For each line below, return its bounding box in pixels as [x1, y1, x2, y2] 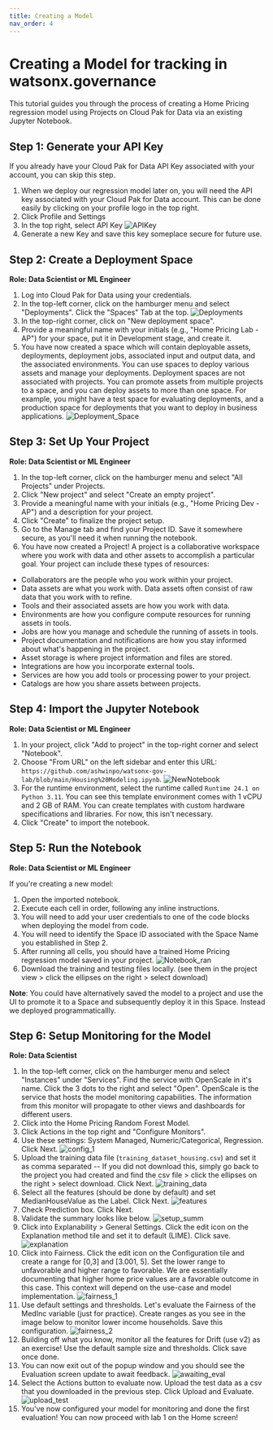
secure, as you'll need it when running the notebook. [20, 533, 197, 543]
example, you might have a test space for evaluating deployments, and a [20, 394, 264, 404]
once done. [20, 1352, 59, 1362]
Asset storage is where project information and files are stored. [20, 653, 232, 662]
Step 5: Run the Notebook [9, 841, 142, 856]
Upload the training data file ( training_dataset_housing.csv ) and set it [20, 1153, 257, 1163]
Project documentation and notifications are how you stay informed [20, 635, 247, 645]
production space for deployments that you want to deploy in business [20, 403, 258, 412]
